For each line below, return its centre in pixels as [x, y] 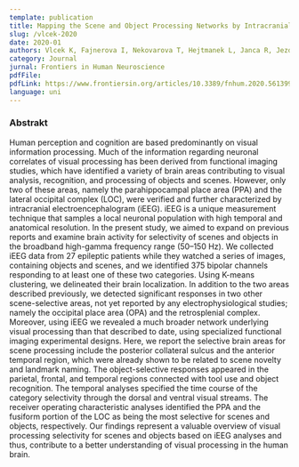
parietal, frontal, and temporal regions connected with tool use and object [144, 378]
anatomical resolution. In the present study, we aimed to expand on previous [149, 227]
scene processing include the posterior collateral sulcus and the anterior [142, 350]
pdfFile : [25, 76]
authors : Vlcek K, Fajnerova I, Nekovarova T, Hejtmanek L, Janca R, [141, 51]
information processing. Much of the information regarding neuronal [134, 151]
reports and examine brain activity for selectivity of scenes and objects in [144, 237]
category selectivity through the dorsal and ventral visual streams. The [139, 398]
